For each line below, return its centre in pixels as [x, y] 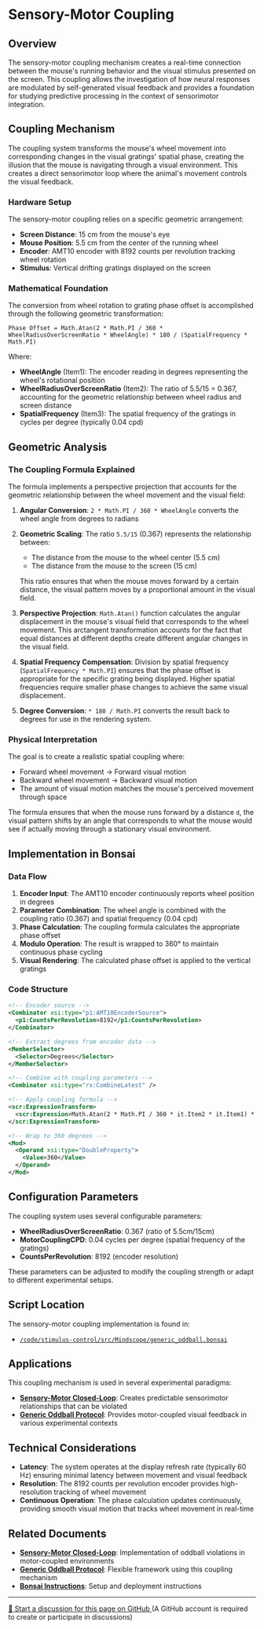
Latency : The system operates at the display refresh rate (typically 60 [133, 1467]
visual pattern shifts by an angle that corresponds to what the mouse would [130, 820]
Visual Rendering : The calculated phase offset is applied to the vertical [135, 961]
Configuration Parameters [73, 1197]
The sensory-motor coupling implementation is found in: [99, 1324]
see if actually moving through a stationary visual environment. [110, 829]
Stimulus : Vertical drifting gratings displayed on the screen [115, 268]
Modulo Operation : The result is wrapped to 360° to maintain [119, 944]
